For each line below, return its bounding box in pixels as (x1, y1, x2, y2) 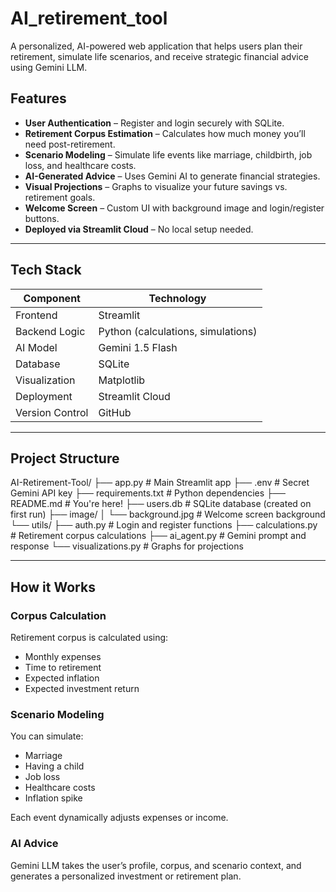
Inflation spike (24, 792, 83, 804)
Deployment (15, 389, 73, 403)
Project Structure (10, 450, 120, 467)
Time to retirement (24, 662, 102, 674)
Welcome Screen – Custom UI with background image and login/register (24, 202, 325, 214)
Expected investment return (24, 683, 140, 695)
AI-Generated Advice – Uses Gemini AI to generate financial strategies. (24, 170, 321, 182)
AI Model (15, 340, 58, 354)
